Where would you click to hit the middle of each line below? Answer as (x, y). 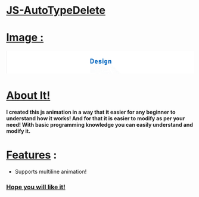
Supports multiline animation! (51, 171)
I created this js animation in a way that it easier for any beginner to (91, 112)
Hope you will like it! (36, 187)
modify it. (18, 131)
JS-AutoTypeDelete (56, 10)
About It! (28, 96)
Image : (25, 38)
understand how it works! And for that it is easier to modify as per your (96, 118)
